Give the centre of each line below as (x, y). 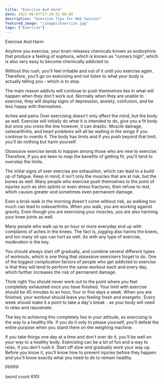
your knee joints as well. (29, 217)
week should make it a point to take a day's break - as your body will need (80, 302)
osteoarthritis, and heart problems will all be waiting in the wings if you (76, 131)
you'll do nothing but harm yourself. (41, 142)
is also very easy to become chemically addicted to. (58, 62)
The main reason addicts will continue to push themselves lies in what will (80, 91)
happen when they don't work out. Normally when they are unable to (74, 96)
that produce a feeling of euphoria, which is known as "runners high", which (82, 56)
